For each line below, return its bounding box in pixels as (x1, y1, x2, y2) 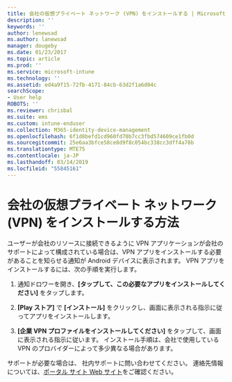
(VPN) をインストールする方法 (7, 215, 179, 230)
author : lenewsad (7, 29, 58, 37)
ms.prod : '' (7, 62, 42, 69)
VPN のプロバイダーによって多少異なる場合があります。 (17, 344, 177, 352)
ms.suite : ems (7, 113, 49, 120)
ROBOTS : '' (7, 101, 39, 108)
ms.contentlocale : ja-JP (7, 152, 79, 160)
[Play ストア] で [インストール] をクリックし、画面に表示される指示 (17, 303, 210, 311)
